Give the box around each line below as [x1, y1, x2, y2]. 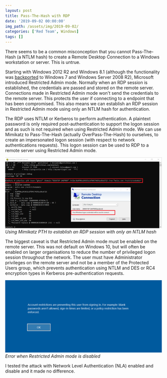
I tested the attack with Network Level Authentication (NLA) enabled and [5, 363, 154, 369]
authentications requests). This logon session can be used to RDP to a [5, 142, 149, 148]
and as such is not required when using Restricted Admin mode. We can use [5, 126, 162, 132]
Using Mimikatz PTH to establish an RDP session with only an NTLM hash [5, 228, 157, 234]
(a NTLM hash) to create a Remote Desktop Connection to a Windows [16, 54, 160, 60]
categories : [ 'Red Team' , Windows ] [5, 29, 79, 34]
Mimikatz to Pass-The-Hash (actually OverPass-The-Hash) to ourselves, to [5, 132, 159, 137]
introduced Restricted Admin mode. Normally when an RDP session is [5, 80, 148, 85]
